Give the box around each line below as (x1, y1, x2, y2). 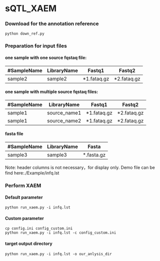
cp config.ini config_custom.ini (5, 226, 73, 231)
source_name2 (47, 117, 82, 124)
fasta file (5, 131, 23, 137)
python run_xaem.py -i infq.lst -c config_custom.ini (5, 230, 117, 235)
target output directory (5, 241, 53, 246)
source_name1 (47, 109, 82, 116)
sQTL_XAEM (5, 3, 57, 14)
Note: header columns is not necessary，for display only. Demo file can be (5, 165, 155, 170)
